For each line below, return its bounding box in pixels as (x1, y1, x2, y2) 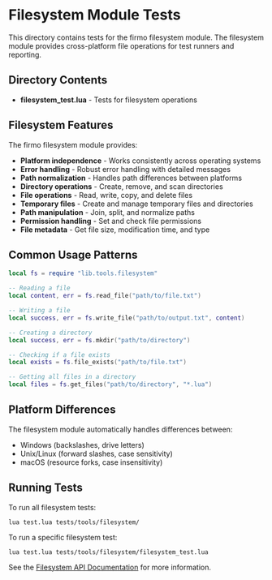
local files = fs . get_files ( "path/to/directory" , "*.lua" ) (8, 380, 213, 389)
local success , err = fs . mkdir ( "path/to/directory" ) (8, 336, 191, 344)
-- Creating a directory (8, 329, 93, 337)
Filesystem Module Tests (8, 6, 181, 24)
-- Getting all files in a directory (8, 373, 136, 381)
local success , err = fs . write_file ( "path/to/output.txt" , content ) (8, 314, 245, 322)
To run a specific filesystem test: (8, 532, 118, 542)
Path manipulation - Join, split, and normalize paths (19, 207, 195, 217)
